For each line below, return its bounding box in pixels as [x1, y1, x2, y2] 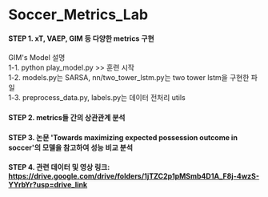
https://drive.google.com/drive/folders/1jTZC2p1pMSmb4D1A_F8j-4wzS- [8, 171, 260, 181]
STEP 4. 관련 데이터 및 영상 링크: [8, 163, 110, 172]
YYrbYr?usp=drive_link [8, 180, 88, 190]
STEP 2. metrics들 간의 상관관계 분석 [8, 112, 126, 122]
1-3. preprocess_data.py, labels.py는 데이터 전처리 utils [8, 93, 186, 103]
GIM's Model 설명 [8, 53, 66, 62]
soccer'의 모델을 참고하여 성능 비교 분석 [8, 143, 134, 152]
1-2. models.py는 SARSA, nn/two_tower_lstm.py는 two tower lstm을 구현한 [8, 73, 250, 82]
